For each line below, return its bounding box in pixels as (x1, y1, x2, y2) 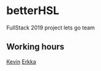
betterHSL (6, 4, 59, 18)
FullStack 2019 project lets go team (6, 24, 95, 31)
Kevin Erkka (6, 58, 37, 65)
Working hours (6, 42, 65, 52)
